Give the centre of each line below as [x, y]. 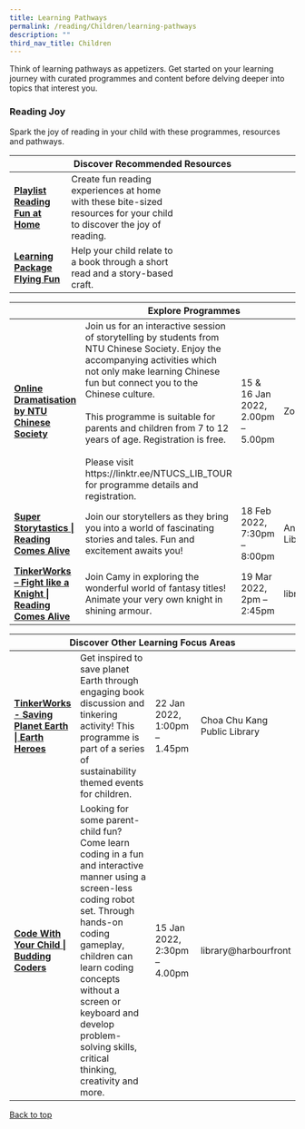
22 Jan [170, 702]
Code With [38, 933]
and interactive [112, 865]
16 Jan [256, 394]
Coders [30, 967]
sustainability [108, 771]
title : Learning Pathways [58, 18]
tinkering [99, 714]
